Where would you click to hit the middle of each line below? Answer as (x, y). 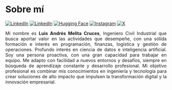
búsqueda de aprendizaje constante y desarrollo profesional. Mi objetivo (86, 66)
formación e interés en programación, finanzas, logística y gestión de (86, 44)
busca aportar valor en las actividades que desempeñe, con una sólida (86, 39)
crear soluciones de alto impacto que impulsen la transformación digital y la (86, 76)
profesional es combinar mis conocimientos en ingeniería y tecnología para (86, 71)
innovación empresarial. (31, 82)
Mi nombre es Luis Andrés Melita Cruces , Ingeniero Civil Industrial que (86, 33)
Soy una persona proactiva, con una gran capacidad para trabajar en (86, 55)
